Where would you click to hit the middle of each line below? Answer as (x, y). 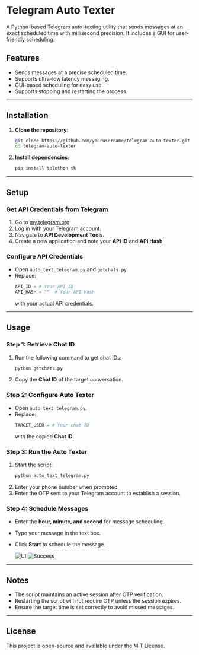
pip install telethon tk (45, 168)
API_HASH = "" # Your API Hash (54, 292)
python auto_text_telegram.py (52, 475)
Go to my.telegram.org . (43, 222)
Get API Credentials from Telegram (57, 209)
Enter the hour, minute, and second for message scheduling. (89, 522)
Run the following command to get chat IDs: (68, 357)
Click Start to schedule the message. (60, 545)
